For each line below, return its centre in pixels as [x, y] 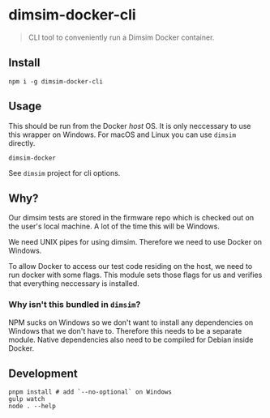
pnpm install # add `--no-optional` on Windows [90, 392]
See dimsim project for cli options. [64, 173]
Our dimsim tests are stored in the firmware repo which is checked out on [131, 218]
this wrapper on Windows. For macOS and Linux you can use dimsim [122, 134]
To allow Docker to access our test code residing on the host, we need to [131, 267]
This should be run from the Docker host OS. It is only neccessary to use [130, 126]
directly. [22, 143]
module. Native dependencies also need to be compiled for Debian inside [131, 339]
